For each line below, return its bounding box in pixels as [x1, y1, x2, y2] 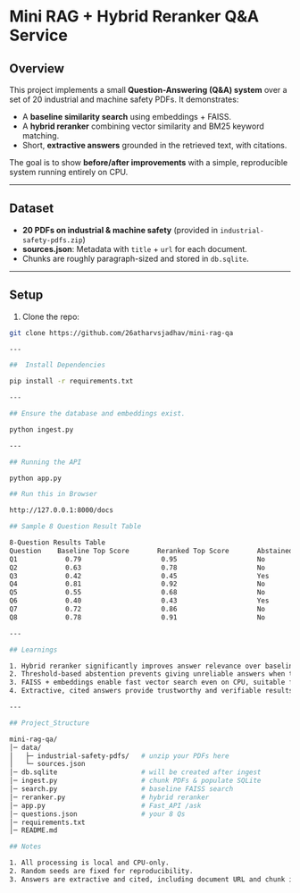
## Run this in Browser [9, 490, 98, 499]
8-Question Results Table [9, 538, 105, 547]
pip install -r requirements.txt [9, 377, 134, 386]
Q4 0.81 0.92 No [9, 579, 266, 589]
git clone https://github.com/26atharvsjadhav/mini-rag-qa [9, 328, 234, 337]
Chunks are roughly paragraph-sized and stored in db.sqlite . [21, 253, 250, 264]
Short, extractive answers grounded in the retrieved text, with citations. [21, 140, 287, 150]
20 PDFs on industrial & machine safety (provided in [21, 224, 219, 235]
